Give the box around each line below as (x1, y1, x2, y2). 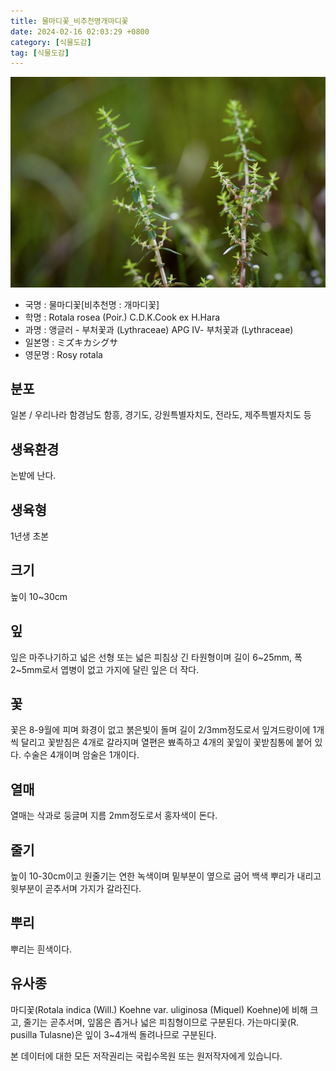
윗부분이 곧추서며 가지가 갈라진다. (10, 883, 142, 895)
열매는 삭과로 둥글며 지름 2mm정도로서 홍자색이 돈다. (10, 810, 218, 822)
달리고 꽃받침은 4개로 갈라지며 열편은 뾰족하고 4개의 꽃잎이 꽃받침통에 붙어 (20, 736, 313, 749)
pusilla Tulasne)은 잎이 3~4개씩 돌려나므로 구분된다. (10, 1028, 217, 1040)
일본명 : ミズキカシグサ (24, 336, 119, 348)
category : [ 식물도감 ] (10, 37, 92, 47)
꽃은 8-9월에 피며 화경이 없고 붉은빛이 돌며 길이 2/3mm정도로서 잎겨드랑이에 (10, 724, 311, 736)
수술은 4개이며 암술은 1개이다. (23, 749, 140, 761)
